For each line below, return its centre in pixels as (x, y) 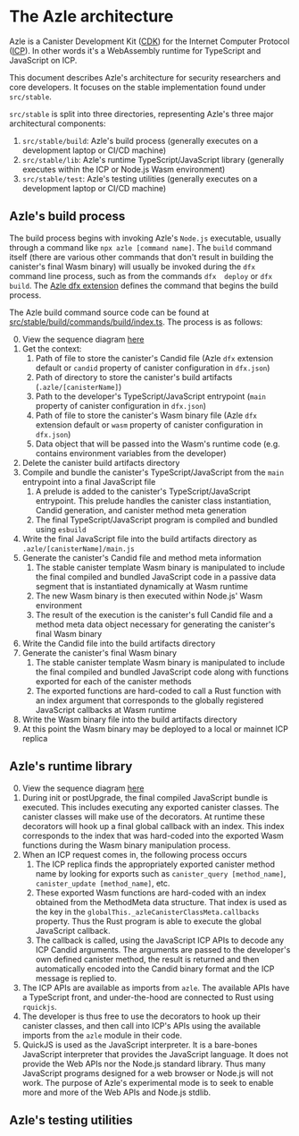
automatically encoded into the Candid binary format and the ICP (155, 969)
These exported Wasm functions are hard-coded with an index (151, 893)
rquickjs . (40, 1006)
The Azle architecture (91, 17)
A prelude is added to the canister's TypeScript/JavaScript (143, 491)
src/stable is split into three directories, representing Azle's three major (141, 114)
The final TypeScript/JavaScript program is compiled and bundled (157, 520)
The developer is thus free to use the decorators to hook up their (141, 1016)
